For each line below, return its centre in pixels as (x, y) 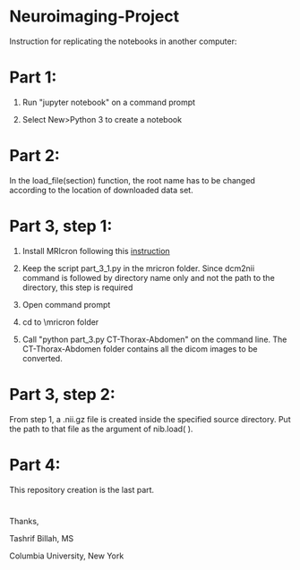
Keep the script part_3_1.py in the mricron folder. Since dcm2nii (138, 268)
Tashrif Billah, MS (42, 538)
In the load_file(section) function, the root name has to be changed (132, 180)
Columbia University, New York (67, 556)
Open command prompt (66, 304)
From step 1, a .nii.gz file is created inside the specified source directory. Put (150, 419)
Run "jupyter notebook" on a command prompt (108, 102)
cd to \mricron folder (60, 322)
